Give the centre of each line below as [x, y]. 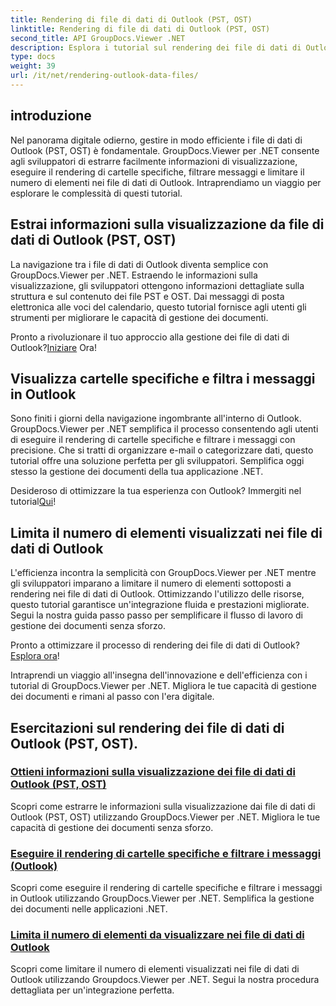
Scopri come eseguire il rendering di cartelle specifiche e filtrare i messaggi [166, 888]
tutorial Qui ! [33, 502]
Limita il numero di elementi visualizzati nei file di [166, 532]
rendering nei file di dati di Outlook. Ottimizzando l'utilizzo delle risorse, [157, 594]
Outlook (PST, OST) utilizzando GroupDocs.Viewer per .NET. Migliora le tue [165, 817]
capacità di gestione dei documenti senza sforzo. [112, 827]
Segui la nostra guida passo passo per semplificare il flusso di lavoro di [156, 615]
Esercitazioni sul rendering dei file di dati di [147, 727]
